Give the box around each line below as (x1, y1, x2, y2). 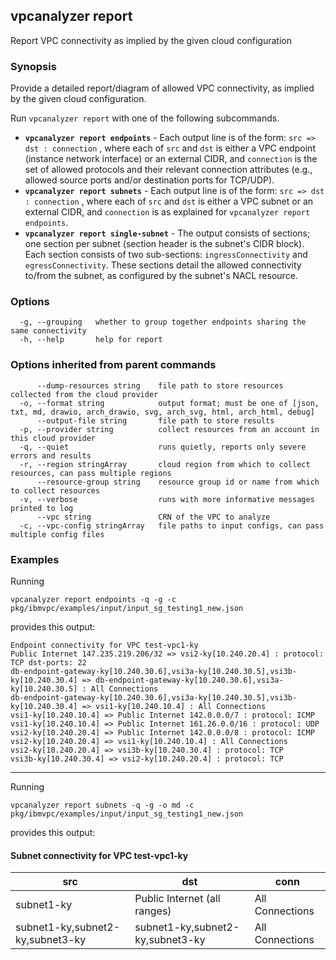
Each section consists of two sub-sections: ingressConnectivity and (24, 249, 308, 261)
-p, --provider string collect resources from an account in (19, 424, 320, 434)
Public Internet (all (134, 892, 221, 906)
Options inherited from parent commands (10, 358, 217, 372)
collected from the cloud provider (10, 389, 159, 399)
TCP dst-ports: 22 (10, 658, 87, 668)
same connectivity (10, 326, 87, 336)
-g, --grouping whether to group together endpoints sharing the (19, 317, 307, 328)
